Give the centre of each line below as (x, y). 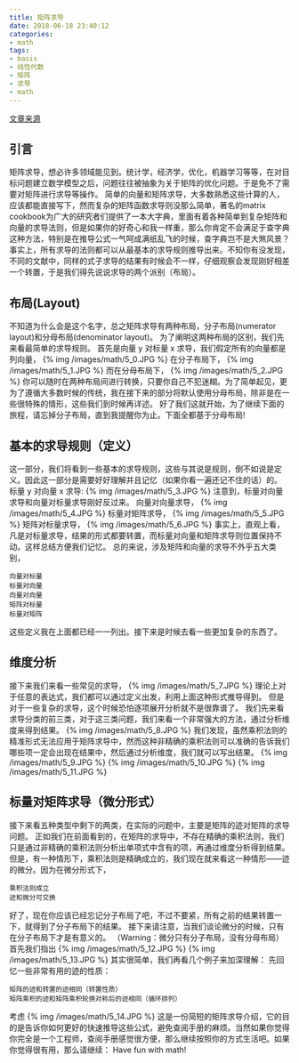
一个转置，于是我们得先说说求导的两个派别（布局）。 (105, 272)
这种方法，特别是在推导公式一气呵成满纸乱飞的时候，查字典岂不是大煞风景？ (149, 239)
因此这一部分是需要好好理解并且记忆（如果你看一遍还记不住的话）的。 (153, 479)
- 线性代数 (27, 68)
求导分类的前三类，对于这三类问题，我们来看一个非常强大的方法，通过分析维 (149, 719)
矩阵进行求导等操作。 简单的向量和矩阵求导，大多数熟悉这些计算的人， (154, 194)
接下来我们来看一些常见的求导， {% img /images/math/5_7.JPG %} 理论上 (144, 685)
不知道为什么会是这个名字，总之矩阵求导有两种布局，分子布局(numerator (143, 326)
